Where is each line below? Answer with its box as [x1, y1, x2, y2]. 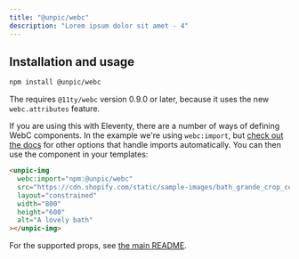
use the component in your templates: [9, 149, 149, 160]
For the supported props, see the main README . [9, 240, 187, 251]
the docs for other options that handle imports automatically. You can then [9, 140, 282, 150]
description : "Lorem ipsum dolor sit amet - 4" [9, 21, 190, 30]
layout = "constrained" [17, 190, 98, 200]
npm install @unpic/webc [9, 77, 101, 87]
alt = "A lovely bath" [17, 215, 93, 225]
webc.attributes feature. [9, 103, 101, 114]
